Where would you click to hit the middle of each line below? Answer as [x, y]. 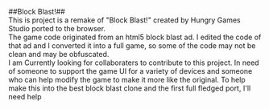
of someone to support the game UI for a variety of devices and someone [130, 71]
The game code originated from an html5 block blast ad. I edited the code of [135, 37]
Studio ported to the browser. [57, 28]
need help [25, 97]
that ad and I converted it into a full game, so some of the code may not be [132, 46]
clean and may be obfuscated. [59, 54]
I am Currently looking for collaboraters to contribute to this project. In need [134, 63]
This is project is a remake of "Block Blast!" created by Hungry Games [124, 20]
